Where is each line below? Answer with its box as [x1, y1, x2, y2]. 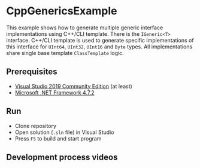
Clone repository [14, 122, 57, 129]
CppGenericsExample [6, 4, 118, 18]
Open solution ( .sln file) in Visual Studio [14, 129, 114, 136]
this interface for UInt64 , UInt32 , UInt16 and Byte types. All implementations [6, 43, 193, 50]
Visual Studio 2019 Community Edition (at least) [14, 83, 133, 90]
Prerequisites [6, 67, 57, 77]
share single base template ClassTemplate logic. [6, 49, 124, 56]
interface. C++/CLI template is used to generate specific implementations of [6, 36, 194, 44]
